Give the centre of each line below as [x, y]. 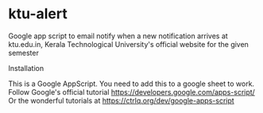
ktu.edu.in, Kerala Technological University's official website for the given [128, 44]
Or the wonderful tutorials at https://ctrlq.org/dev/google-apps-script [121, 100]
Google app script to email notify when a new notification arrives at [118, 36]
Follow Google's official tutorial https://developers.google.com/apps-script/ [132, 92]
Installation [26, 68]
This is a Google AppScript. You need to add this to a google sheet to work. [131, 84]
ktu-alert [38, 14]
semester [24, 53]
